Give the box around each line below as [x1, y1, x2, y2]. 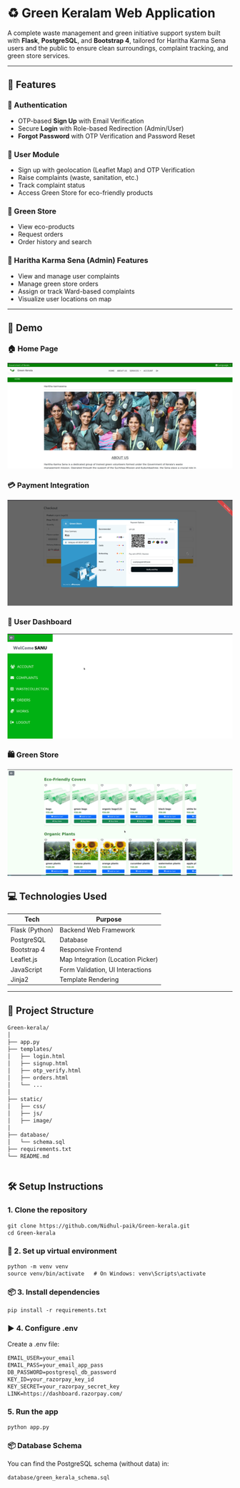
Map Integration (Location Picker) [59, 955, 159, 964]
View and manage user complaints [17, 271, 120, 280]
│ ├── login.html [7, 1053, 66, 1060]
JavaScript [10, 965, 43, 974]
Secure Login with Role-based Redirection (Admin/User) [17, 124, 184, 133]
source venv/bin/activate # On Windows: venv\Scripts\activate [7, 1270, 206, 1277]
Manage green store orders [17, 279, 99, 288]
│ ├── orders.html [7, 1075, 69, 1082]
